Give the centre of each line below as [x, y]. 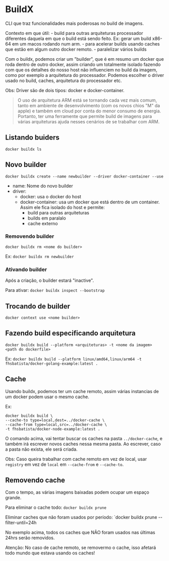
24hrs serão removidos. [30, 538]
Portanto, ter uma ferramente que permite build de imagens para [85, 116]
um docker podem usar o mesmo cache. [47, 397]
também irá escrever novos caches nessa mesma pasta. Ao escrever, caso [83, 444]
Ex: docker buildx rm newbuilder [40, 256]
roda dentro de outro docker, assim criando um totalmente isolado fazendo [83, 64]
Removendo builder [30, 236]
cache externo [43, 223]
